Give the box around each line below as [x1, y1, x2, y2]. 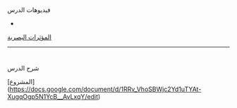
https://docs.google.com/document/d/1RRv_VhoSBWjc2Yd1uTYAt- [9, 85, 202, 93]
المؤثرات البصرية [7, 33, 51, 41]
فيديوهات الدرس [7, 6, 51, 14]
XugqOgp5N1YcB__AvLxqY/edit [7, 93, 99, 101]
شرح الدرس [7, 64, 39, 72]
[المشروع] [7, 78, 35, 86]
